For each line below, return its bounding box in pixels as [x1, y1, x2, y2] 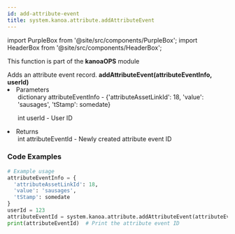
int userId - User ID [17, 113, 73, 122]
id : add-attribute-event [7, 10, 80, 17]
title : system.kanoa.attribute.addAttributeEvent [7, 17, 155, 24]
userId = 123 [7, 207, 45, 214]
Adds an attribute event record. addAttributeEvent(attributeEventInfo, [7, 71, 212, 79]
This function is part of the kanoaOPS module [7, 57, 140, 65]
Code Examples [7, 152, 62, 161]
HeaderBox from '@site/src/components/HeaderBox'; [7, 43, 162, 52]
